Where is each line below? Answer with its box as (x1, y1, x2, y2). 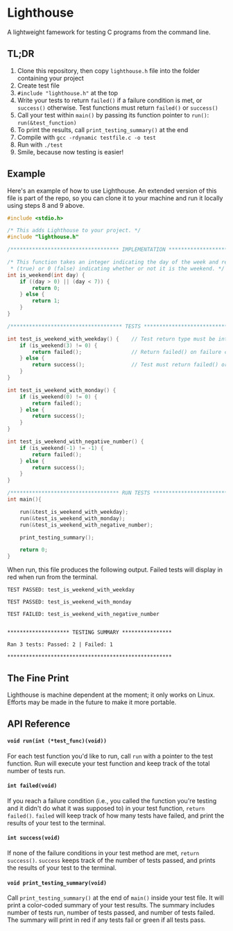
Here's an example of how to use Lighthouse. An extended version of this (7, 186, 217, 195)
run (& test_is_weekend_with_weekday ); (19, 508, 129, 515)
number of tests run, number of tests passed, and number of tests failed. (7, 909, 215, 917)
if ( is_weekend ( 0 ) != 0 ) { (19, 393, 98, 400)
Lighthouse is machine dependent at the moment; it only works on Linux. (7, 690, 215, 699)
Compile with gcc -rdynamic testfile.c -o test (17, 133, 156, 141)
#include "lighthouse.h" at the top (17, 88, 119, 97)
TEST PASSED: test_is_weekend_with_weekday (7, 586, 135, 594)
